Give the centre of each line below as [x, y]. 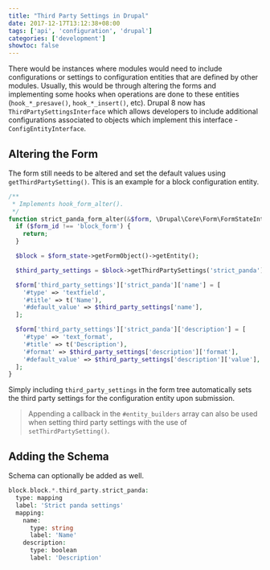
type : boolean [53, 551]
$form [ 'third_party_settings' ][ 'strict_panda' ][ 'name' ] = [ [118, 285]
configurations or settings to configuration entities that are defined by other [133, 77]
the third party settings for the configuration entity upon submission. [122, 399]
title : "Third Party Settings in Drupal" [79, 16]
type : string [51, 528]
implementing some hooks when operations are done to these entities [124, 94]
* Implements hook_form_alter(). [68, 204]
